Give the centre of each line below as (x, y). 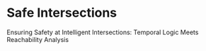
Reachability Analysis (38, 39)
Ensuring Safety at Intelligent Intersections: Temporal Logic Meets (103, 32)
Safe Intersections (62, 13)
